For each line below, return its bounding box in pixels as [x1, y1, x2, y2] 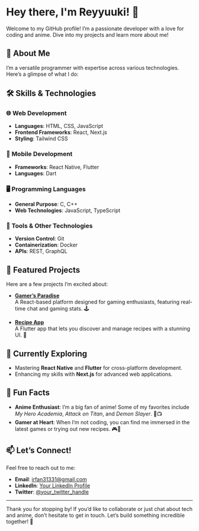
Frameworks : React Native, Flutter [14, 163, 99, 171]
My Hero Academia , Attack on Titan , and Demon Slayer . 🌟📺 [14, 410, 162, 417]
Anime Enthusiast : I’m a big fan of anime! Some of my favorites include [14, 403, 190, 411]
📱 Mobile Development [6, 150, 73, 158]
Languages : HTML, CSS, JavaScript [14, 123, 104, 130]
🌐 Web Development [6, 109, 67, 117]
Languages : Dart [14, 169, 57, 177]
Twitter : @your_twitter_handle [14, 488, 89, 495]
